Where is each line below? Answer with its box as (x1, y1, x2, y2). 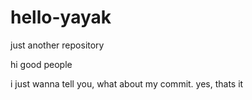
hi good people (10, 58, 73, 70)
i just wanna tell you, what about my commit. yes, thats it (10, 77, 244, 90)
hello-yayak (10, 6, 112, 29)
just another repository (10, 39, 105, 51)
